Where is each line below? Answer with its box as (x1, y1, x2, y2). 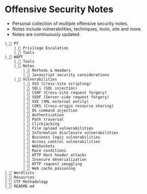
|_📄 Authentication (23, 112, 64, 118)
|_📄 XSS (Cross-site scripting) (23, 81, 92, 86)
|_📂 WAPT (5, 54, 23, 60)
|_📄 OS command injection (23, 108, 78, 113)
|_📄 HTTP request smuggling (23, 161, 82, 167)
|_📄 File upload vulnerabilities (23, 126, 94, 131)
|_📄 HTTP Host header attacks (23, 152, 87, 157)
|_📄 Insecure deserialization (23, 157, 87, 162)
